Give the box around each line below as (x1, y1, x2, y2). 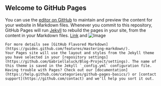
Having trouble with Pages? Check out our (5, 67, 93, 72)
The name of (132, 59, 157, 64)
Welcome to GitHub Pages (5, 4, 87, 12)
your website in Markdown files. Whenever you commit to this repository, (5, 22, 153, 28)
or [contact (132, 72, 157, 77)
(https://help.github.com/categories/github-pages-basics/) (5, 72, 131, 77)
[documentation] (94, 67, 128, 72)
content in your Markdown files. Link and (5, 32, 88, 38)
